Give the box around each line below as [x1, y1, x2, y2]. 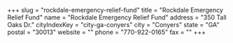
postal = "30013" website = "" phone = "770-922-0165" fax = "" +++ [7, 28, 206, 36]
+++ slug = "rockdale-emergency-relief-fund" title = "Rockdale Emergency [7, 6, 224, 14]
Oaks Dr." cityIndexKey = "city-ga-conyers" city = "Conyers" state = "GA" [7, 21, 220, 28]
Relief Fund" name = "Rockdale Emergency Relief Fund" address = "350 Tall [7, 13, 227, 21]
